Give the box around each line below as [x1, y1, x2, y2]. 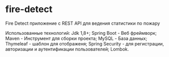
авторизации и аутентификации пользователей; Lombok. [5, 46, 129, 52]
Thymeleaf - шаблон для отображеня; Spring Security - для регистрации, [5, 40, 164, 46]
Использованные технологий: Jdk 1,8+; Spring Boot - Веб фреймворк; [5, 30, 157, 36]
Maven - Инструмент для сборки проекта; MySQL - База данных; [5, 35, 148, 41]
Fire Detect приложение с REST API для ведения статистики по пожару [5, 20, 160, 26]
